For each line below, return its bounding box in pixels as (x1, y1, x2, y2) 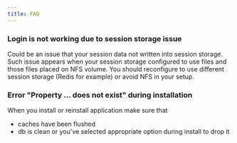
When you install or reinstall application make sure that (7, 106, 169, 115)
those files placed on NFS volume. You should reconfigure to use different (7, 64, 224, 73)
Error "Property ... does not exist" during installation (7, 90, 193, 100)
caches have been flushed (17, 120, 96, 128)
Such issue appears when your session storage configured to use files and (7, 57, 227, 66)
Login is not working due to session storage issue (7, 33, 182, 43)
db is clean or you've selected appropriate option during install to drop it (17, 127, 230, 136)
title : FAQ (7, 10, 40, 18)
